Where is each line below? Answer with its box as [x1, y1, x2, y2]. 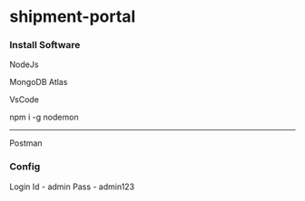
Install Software [9, 39, 81, 52]
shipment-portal [9, 6, 136, 27]
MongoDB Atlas [9, 77, 68, 88]
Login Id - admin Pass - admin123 [9, 181, 135, 192]
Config [9, 160, 41, 173]
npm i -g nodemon [9, 111, 79, 123]
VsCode [9, 94, 39, 105]
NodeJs [9, 59, 39, 70]
